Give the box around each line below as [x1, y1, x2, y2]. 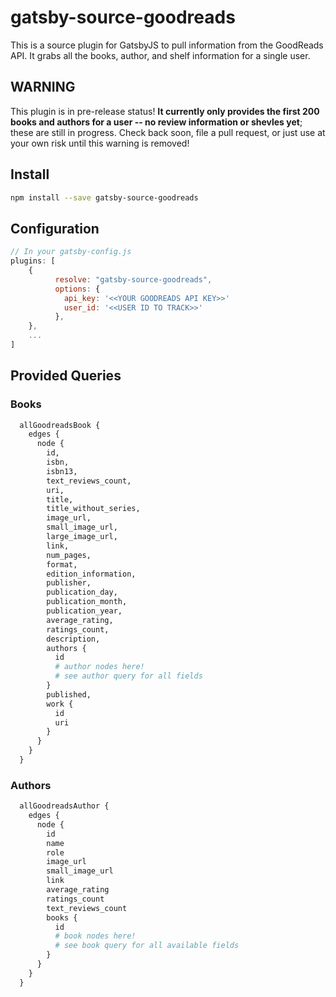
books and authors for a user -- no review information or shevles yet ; [10, 116, 303, 128]
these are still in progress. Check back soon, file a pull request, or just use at [10, 126, 326, 138]
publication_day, [46, 587, 118, 598]
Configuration [10, 220, 100, 237]
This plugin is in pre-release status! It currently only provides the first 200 [10, 105, 320, 117]
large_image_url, [46, 532, 118, 542]
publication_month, [46, 597, 128, 607]
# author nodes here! [54, 662, 145, 672]
